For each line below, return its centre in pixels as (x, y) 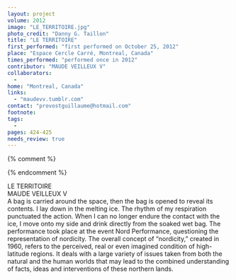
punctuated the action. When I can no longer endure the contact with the (114, 216)
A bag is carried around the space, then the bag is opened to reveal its (110, 202)
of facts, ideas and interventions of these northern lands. (90, 269)
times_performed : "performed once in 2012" (73, 60)
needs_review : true (36, 139)
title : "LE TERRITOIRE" (43, 40)
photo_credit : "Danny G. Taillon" (58, 34)
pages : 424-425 (30, 132)
